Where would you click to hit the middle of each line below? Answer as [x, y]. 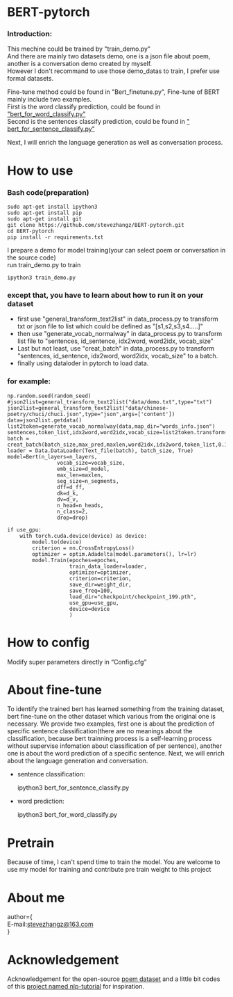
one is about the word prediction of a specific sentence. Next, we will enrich [116, 753]
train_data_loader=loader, [108, 566]
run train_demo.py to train [44, 264]
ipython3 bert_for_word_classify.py [67, 815]
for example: [29, 381]
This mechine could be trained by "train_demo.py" [79, 49]
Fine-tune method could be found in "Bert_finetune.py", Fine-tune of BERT [114, 92]
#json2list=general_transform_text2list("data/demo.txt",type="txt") [110, 402]
